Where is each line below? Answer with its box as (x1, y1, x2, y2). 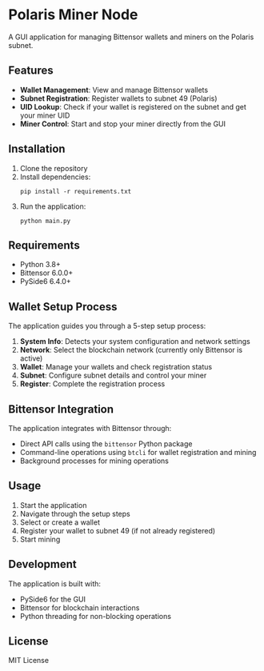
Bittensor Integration (8, 402, 114, 416)
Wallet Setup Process (8, 300, 118, 314)
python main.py (19, 217, 71, 225)
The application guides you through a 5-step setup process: (8, 322, 206, 331)
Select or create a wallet (19, 517, 100, 527)
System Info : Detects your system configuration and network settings (19, 337, 250, 346)
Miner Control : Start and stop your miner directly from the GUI (19, 118, 226, 129)
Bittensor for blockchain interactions (19, 602, 140, 613)
